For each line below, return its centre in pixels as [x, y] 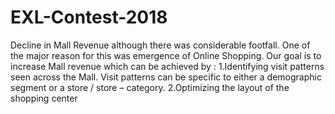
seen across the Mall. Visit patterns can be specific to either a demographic [166, 77]
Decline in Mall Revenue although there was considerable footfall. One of [160, 45]
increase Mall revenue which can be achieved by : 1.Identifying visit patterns [167, 66]
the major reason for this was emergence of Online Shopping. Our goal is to [166, 55]
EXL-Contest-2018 [89, 17]
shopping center [44, 98]
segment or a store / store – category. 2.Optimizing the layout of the [150, 87]
